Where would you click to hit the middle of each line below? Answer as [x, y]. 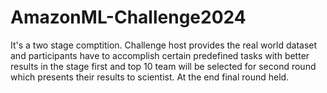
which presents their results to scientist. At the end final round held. [150, 77]
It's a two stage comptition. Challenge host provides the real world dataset [164, 45]
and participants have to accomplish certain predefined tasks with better [160, 55]
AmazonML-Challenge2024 [128, 17]
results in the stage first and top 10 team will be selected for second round [163, 66]
